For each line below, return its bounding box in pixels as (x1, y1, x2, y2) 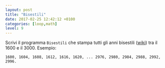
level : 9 (5, 26, 24, 31)
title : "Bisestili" (5, 12, 46, 17)
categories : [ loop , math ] (5, 21, 57, 26)
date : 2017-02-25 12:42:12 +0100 (5, 16, 75, 21)
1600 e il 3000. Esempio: (5, 45, 57, 51)
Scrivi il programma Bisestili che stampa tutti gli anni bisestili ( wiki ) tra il (5, 39, 157, 45)
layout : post (5, 7, 33, 12)
